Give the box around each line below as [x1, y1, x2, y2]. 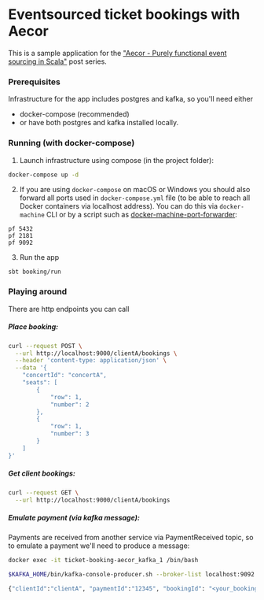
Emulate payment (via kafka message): [8, 513, 140, 522]
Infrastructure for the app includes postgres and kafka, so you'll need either [8, 94, 254, 104]
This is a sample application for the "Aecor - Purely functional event [8, 48, 227, 57]
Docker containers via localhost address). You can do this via [19, 202, 218, 211]
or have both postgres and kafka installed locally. [19, 118, 179, 128]
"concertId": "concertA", [22, 372, 108, 380]
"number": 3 [49, 430, 90, 438]
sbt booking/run [8, 268, 61, 276]
